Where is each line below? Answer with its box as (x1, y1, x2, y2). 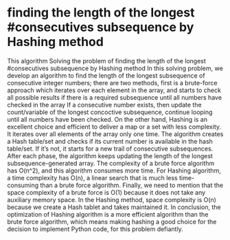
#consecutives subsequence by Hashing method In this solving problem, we (7, 64, 223, 72)
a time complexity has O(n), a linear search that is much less (7, 173, 178, 182)
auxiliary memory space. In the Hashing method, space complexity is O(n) (7, 195, 216, 204)
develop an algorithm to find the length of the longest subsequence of (7, 71, 205, 80)
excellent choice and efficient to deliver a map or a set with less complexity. (7, 122, 222, 131)
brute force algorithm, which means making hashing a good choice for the (7, 217, 217, 226)
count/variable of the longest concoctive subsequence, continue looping (7, 108, 213, 116)
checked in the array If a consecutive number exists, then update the (7, 100, 202, 109)
